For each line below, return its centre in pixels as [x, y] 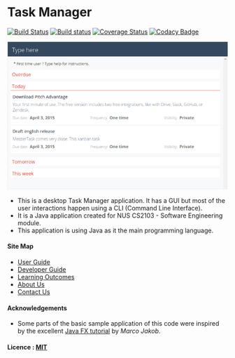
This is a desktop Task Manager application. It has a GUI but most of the [121, 200]
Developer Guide [42, 270]
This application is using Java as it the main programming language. [115, 230]
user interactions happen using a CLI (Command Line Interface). [110, 208]
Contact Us [34, 292]
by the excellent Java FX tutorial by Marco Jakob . [89, 331]
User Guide [34, 262]
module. [29, 223]
